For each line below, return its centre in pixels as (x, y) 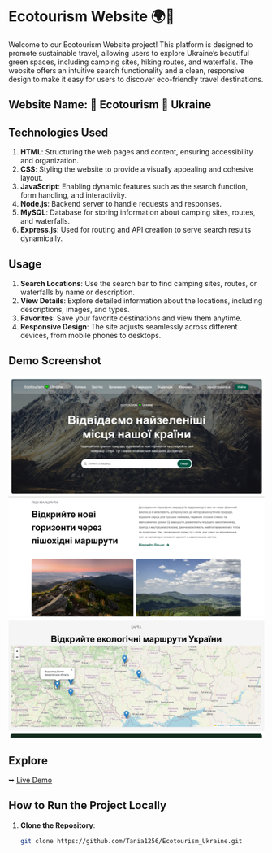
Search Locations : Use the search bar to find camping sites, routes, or (138, 283)
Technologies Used (58, 132)
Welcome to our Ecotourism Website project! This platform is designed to (131, 44)
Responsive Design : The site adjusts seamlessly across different (129, 326)
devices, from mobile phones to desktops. (91, 335)
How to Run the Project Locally (88, 805)
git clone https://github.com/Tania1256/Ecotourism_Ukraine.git (131, 841)
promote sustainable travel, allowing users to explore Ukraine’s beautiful (129, 53)
